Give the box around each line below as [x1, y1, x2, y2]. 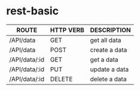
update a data [90, 65, 129, 73]
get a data [90, 55, 118, 63]
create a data [90, 45, 127, 54]
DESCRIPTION [90, 26, 131, 34]
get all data [90, 36, 121, 44]
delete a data [90, 75, 127, 83]
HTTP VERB [50, 26, 85, 34]
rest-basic [6, 4, 59, 18]
